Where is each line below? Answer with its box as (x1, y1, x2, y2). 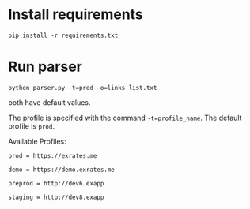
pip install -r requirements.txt (8, 32, 119, 39)
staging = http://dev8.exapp (8, 193, 104, 201)
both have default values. (8, 97, 91, 107)
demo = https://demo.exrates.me (8, 166, 115, 174)
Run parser (8, 58, 83, 76)
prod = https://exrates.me (8, 151, 97, 159)
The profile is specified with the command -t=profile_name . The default (8, 113, 242, 122)
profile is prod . (8, 121, 55, 131)
